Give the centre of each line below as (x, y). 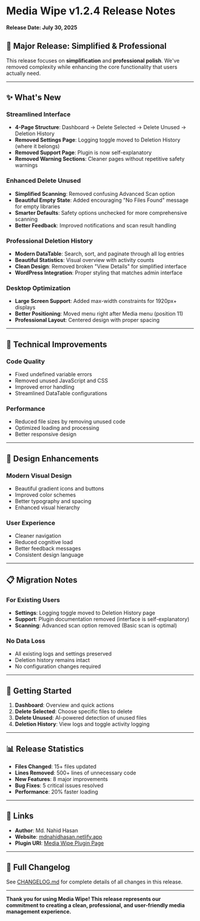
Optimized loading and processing (57, 428)
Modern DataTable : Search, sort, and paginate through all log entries (99, 254)
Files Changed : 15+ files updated (56, 766)
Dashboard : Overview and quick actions (64, 705)
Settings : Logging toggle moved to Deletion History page (85, 613)
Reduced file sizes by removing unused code (70, 422)
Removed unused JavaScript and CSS (61, 381)
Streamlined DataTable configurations (61, 394)
